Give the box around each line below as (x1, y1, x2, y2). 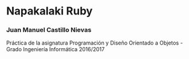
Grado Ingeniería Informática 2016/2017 (6, 46, 105, 53)
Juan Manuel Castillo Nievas (6, 26, 92, 34)
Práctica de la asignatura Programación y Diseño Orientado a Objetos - (6, 39, 183, 46)
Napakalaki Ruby (6, 4, 93, 18)
